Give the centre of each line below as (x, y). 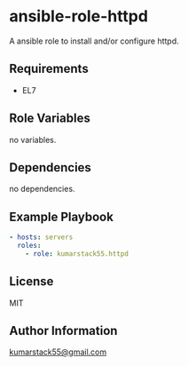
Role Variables (50, 119)
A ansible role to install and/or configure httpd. (94, 41)
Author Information (63, 331)
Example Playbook (61, 216)
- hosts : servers (41, 237)
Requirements (49, 69)
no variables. (33, 139)
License (31, 282)
